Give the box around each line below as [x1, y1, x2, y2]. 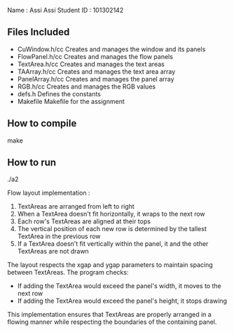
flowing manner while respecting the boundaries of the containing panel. [7, 318, 217, 326]
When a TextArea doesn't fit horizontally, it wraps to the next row [17, 210, 205, 218]
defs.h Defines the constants [17, 89, 102, 98]
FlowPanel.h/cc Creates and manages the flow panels [17, 52, 174, 60]
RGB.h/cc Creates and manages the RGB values [17, 82, 156, 91]
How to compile [7, 117, 77, 129]
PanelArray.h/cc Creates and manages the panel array [17, 74, 174, 83]
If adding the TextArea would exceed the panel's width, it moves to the [17, 282, 222, 290]
